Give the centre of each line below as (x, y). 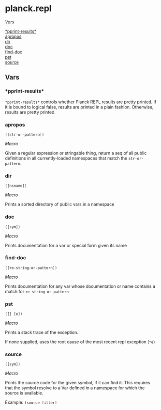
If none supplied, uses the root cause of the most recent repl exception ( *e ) (80, 342)
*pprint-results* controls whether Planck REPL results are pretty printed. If (81, 102)
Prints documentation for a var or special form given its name (66, 245)
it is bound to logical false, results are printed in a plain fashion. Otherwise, (79, 107)
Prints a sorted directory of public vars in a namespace (60, 205)
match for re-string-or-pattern (37, 291)
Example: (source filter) (31, 402)
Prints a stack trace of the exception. (42, 332)
